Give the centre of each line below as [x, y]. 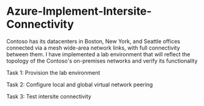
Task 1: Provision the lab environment [53, 72]
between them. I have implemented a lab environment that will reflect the [98, 54]
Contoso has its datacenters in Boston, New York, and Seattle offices [93, 41]
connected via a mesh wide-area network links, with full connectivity [93, 48]
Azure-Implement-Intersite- [79, 11]
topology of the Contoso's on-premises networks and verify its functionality [102, 61]
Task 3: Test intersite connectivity [49, 96]
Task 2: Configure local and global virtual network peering [80, 85]
